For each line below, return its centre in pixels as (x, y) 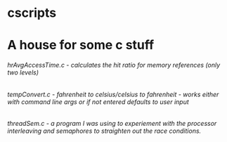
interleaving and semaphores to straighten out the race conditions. (104, 131)
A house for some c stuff (81, 45)
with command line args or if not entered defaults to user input (98, 102)
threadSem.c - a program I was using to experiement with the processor (112, 124)
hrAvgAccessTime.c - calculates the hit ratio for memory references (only (114, 65)
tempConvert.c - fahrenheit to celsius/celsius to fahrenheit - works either (113, 94)
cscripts (32, 13)
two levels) (23, 72)
